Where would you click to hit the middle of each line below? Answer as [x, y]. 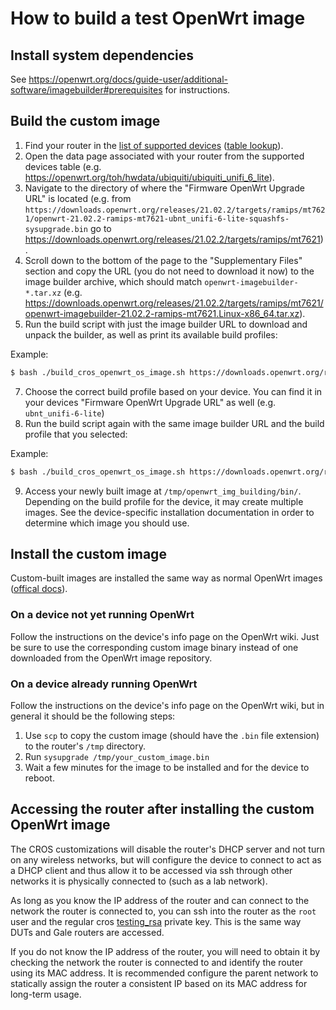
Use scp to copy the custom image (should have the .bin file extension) [172, 735]
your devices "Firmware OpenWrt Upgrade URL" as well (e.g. [150, 402]
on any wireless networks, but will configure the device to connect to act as [166, 859]
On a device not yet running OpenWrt [102, 615]
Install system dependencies [102, 55]
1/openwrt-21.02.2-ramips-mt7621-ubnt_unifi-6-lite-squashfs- [157, 218]
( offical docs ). [39, 589]
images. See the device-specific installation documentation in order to [169, 512]
